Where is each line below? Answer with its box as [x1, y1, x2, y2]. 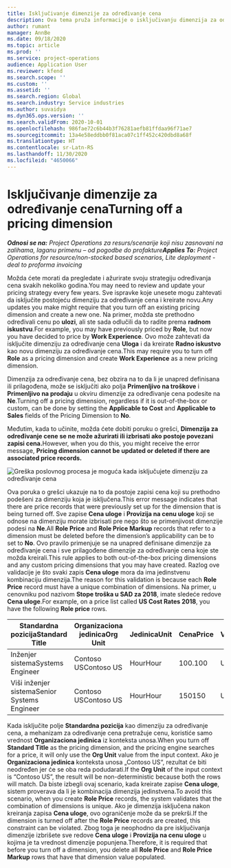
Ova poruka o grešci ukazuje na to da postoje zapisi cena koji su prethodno [7, 487, 221, 496]
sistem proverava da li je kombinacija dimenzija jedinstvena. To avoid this [7, 787, 212, 795]
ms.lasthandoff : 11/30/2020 [7, 151, 88, 158]
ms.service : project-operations [7, 55, 100, 62]
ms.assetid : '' [7, 87, 51, 93]
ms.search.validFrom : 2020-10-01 [7, 118, 103, 126]
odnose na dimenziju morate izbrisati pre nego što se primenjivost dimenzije [7, 517, 223, 525]
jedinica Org [78, 630, 118, 639]
